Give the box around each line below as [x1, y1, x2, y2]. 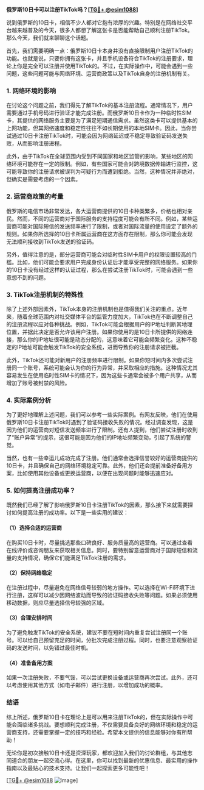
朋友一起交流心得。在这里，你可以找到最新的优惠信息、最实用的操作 [27, 756, 198, 764]
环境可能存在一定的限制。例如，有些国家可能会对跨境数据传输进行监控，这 [11, 160, 198, 168]
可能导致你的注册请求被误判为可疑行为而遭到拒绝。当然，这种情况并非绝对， [6, 168, 198, 176]
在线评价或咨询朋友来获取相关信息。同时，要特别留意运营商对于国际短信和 [6, 546, 192, 553]
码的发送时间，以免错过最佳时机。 [6, 644, 92, 652]
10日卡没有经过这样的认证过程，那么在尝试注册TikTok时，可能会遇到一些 [11, 266, 193, 273]
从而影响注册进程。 [16, 140, 65, 147]
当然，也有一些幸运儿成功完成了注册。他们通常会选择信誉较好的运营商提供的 [6, 454, 198, 462]
